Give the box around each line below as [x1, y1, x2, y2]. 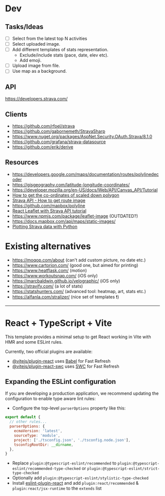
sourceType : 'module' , [14, 433, 60, 438]
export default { [5, 415, 41, 420]
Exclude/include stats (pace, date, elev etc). [19, 52, 109, 58]
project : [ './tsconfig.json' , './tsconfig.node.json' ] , [14, 438, 131, 442]
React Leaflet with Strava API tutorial [12, 207, 87, 214]
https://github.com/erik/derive [12, 144, 74, 150]
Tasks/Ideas [5, 23, 44, 31]
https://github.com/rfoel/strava [12, 123, 75, 129]
